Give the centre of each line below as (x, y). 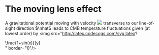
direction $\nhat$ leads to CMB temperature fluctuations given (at (83, 28)
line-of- (147, 23)
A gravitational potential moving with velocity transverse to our (72, 23)
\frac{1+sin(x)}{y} (23, 43)
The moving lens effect (53, 9)
